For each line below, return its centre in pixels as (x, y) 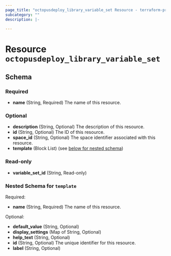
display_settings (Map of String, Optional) (57, 232)
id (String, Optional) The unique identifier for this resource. (74, 243)
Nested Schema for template (41, 186)
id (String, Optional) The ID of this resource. (59, 132)
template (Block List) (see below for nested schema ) (68, 149)
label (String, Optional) (37, 248)
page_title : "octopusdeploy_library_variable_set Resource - (72, 10)
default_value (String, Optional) (46, 226)
